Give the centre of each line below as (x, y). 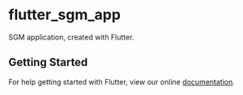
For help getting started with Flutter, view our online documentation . (122, 81)
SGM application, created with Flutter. (71, 37)
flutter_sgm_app (65, 15)
